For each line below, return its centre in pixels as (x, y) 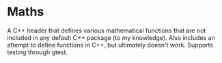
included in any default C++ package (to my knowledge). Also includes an (111, 37)
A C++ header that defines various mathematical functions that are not (107, 30)
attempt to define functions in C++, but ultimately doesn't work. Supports (110, 45)
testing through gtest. (38, 52)
